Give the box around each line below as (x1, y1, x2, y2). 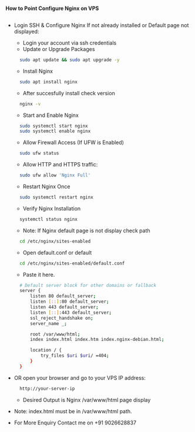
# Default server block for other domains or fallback (19, 282, 157, 288)
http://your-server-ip (19, 386, 75, 391)
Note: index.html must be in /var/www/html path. (14, 407, 133, 414)
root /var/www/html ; (29, 331, 80, 337)
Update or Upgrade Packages (22, 45, 95, 52)
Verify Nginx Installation (22, 205, 81, 212)
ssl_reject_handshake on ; (29, 315, 93, 321)
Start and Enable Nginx (22, 112, 79, 119)
